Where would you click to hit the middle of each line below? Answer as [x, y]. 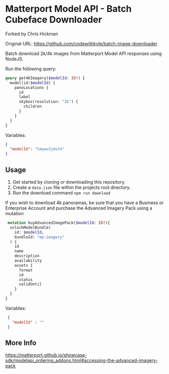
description [27, 256]
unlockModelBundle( [30, 227]
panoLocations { [32, 88]
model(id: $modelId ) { [33, 83]
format [26, 270]
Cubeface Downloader [54, 20]
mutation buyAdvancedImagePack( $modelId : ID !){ [59, 223]
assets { [24, 265]
